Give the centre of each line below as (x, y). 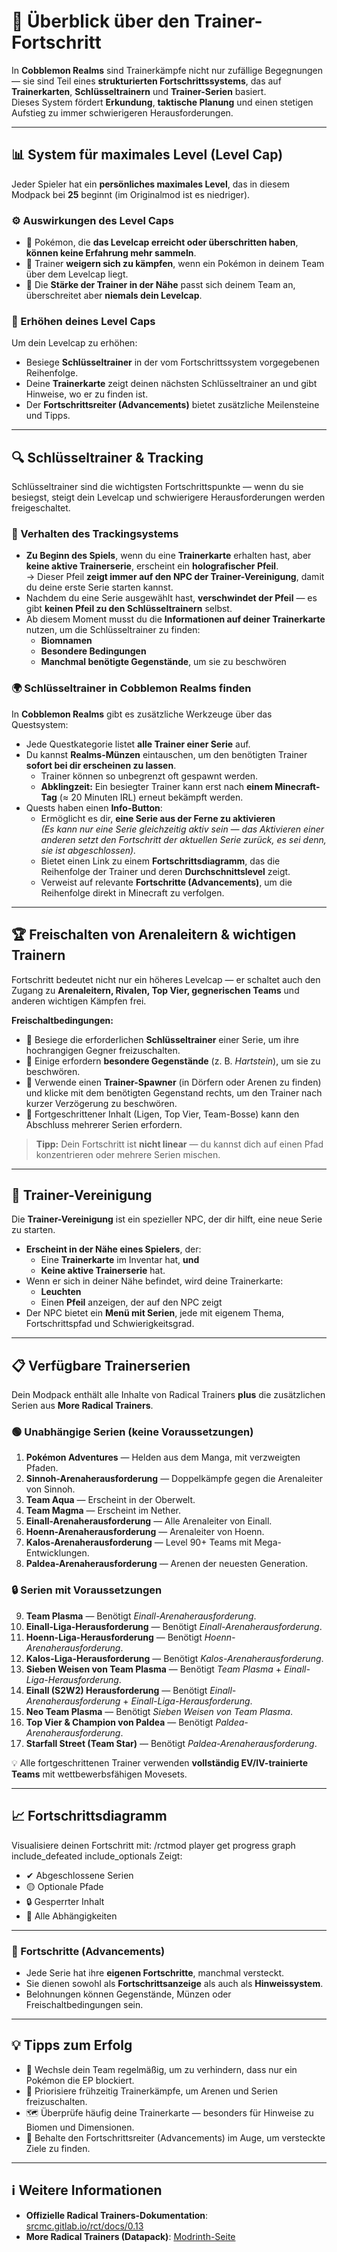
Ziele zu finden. (58, 2148)
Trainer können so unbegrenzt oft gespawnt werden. (149, 776)
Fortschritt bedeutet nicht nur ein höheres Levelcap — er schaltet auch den (166, 979)
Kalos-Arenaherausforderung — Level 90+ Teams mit (139, 1542)
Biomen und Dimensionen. (80, 2127)
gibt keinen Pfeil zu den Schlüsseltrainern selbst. (129, 609)
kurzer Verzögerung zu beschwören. (101, 1103)
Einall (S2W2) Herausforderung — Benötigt (116, 1690)
